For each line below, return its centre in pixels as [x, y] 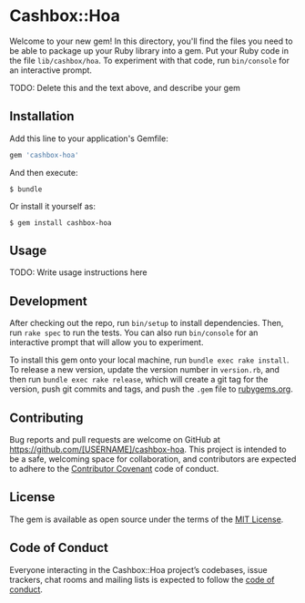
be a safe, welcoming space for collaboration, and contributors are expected [153, 459]
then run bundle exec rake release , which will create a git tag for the [139, 380]
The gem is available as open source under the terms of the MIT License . [147, 519]
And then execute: [44, 172]
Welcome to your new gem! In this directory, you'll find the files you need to [151, 41]
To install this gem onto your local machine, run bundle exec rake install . [149, 360]
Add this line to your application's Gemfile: [89, 138]
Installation [42, 116]
